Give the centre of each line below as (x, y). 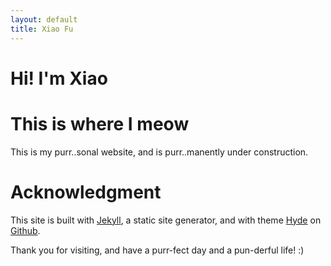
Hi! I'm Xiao (59, 78)
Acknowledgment (86, 192)
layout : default (44, 19)
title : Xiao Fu (42, 29)
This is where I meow (100, 123)
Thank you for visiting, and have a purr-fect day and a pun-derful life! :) (157, 250)
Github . (25, 230)
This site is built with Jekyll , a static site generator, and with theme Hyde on (166, 220)
